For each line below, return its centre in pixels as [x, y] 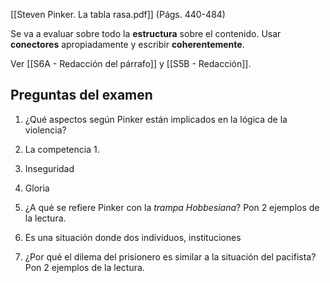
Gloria [37, 188]
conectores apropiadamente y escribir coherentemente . [127, 44]
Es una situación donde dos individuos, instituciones [133, 237]
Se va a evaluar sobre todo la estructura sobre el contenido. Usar [146, 33]
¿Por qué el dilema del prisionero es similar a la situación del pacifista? [170, 256]
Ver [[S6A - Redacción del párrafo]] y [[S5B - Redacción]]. [131, 63]
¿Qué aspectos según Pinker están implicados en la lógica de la [156, 119]
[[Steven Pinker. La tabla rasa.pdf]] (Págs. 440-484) [118, 14]
